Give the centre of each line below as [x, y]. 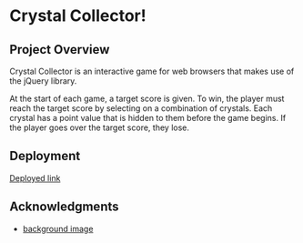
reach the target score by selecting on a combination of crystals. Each [141, 108]
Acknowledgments [65, 207]
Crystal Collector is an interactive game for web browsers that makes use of [152, 71]
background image [58, 228]
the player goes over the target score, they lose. [99, 127]
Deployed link [35, 177]
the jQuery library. [43, 81]
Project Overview [60, 50]
